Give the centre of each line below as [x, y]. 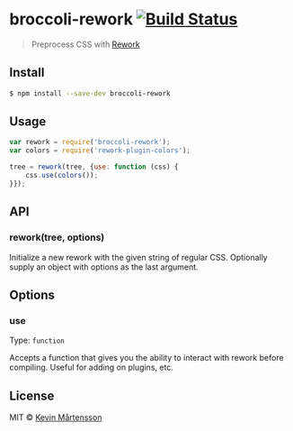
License [32, 395]
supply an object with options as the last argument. [104, 267]
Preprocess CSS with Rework [86, 44]
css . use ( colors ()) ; [62, 176]
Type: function [37, 340]
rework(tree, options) [57, 237]
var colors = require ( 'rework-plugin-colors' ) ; [100, 151]
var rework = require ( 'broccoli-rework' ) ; [90, 142]
